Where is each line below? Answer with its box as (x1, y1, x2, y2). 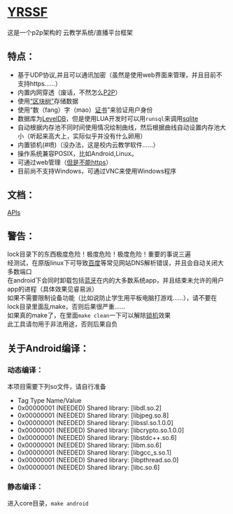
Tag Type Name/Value (17, 397, 82, 405)
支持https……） (17, 79, 62, 87)
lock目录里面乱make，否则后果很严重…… (7, 302, 126, 311)
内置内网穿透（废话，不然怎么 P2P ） (17, 88, 122, 97)
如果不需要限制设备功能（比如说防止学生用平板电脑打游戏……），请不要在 (7, 294, 218, 302)
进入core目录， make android (7, 499, 89, 508)
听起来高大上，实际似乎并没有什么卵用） (29, 131, 147, 140)
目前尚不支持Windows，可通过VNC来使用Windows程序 (17, 166, 177, 175)
